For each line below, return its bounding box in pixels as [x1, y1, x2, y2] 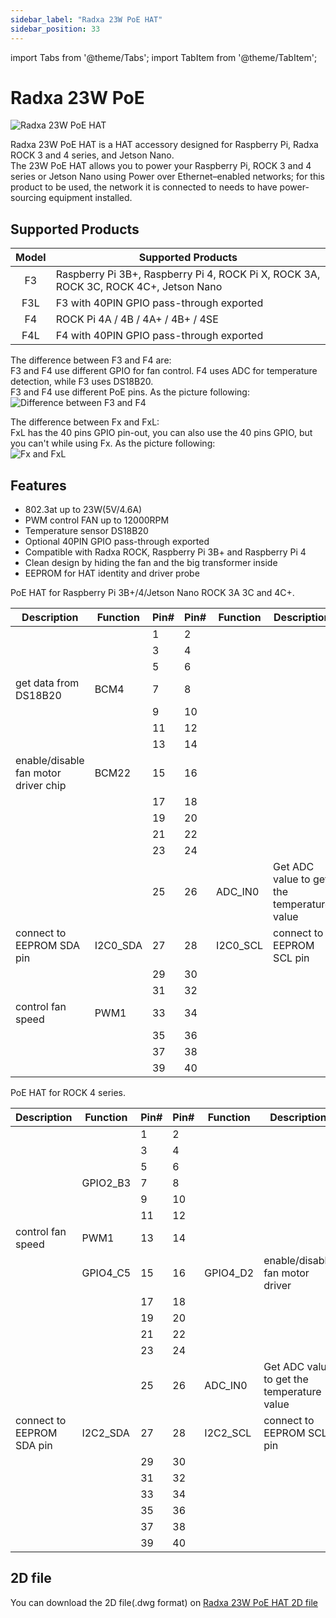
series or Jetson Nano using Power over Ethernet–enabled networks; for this [10, 171, 325, 183]
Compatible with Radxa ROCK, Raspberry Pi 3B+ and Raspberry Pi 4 [24, 546, 307, 558]
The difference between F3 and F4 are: [10, 354, 172, 366]
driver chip [15, 779, 67, 793]
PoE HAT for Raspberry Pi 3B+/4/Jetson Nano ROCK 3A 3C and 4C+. [10, 587, 295, 599]
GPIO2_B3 [81, 1176, 132, 1190]
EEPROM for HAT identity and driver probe [24, 567, 200, 580]
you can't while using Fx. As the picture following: [10, 437, 216, 450]
